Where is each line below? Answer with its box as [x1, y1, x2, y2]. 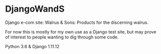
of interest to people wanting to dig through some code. [5, 34, 119, 40]
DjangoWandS [5, 3, 65, 15]
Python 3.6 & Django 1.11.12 [5, 43, 60, 49]
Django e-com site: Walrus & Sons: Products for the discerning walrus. [5, 19, 149, 25]
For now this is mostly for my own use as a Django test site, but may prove [5, 29, 157, 35]
